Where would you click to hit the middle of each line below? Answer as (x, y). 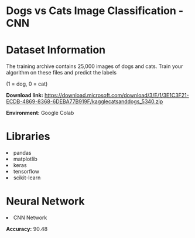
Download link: (25, 96)
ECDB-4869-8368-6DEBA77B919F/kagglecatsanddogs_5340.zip (85, 101)
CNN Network (30, 217)
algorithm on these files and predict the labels (61, 73)
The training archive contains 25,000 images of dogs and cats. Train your (95, 66)
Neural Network (45, 201)
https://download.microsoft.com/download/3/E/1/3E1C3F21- (117, 96)
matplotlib (25, 159)
